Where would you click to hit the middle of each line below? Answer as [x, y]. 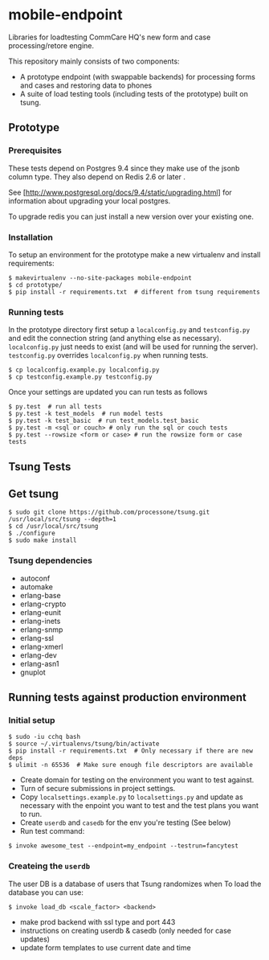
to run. [31, 814]
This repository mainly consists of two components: [94, 61]
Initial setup [32, 720]
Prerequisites [35, 150]
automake [37, 587]
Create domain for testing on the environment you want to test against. [137, 780]
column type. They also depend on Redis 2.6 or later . [97, 176]
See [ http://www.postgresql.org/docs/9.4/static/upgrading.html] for [120, 192]
